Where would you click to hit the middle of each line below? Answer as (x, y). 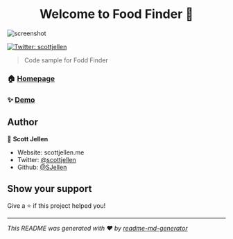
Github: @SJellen (42, 167)
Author (23, 122)
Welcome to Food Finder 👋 (116, 14)
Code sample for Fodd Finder (66, 60)
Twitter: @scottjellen (46, 159)
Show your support (50, 189)
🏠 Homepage (31, 78)
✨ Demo (21, 100)
